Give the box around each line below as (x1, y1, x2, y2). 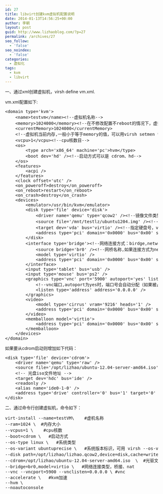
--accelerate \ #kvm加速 (5, 475, 68, 480)
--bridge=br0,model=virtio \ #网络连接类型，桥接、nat (5, 464, 135, 469)
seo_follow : (5, 39, 29, 44)
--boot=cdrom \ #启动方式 (5, 433, 68, 439)
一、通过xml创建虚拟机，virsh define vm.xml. (5, 88, 96, 95)
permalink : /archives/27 (5, 34, 55, 39)
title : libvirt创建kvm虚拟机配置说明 (5, 12, 75, 16)
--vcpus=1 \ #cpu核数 (5, 428, 63, 433)
